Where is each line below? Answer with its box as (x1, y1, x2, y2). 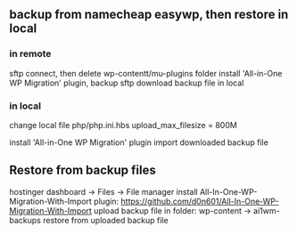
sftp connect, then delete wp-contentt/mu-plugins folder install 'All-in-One (9, 68, 283, 78)
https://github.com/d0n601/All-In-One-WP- (120, 196, 279, 206)
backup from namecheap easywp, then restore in (9, 7, 289, 22)
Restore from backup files (9, 163, 156, 178)
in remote (9, 48, 52, 61)
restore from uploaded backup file (43, 214, 169, 225)
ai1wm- (252, 205, 280, 216)
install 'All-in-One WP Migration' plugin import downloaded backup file (9, 137, 269, 148)
